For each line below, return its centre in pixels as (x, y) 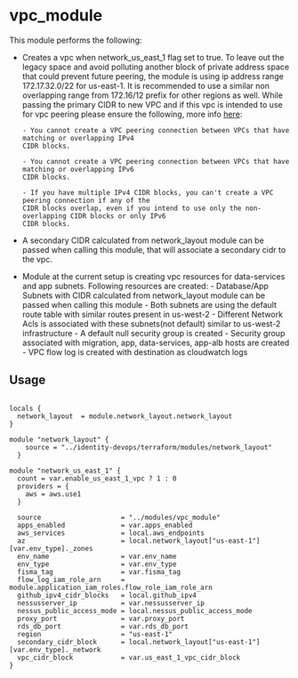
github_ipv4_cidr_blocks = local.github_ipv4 (107, 595)
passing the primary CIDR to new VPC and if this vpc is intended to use (152, 104)
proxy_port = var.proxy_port (101, 618)
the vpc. (37, 259)
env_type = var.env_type (97, 564)
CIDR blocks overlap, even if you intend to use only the (132, 208)
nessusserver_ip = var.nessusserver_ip (111, 603)
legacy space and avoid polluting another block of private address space (156, 67)
